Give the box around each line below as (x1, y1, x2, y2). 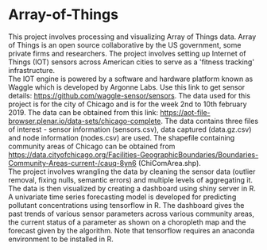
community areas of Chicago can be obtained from (8, 141, 176, 151)
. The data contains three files (161, 116, 259, 125)
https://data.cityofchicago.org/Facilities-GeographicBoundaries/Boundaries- (8, 149, 259, 160)
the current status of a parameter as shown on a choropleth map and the (8, 217, 246, 227)
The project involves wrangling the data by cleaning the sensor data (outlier (8, 167, 256, 176)
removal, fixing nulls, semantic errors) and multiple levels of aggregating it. (8, 175, 253, 184)
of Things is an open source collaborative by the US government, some (8, 40, 242, 49)
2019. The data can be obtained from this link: (8, 107, 159, 117)
